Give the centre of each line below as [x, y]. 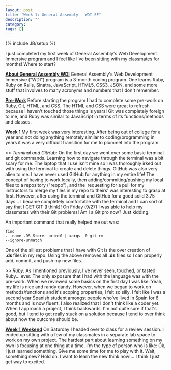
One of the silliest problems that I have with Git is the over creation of [78, 250]
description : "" [22, 19]
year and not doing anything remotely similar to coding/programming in [80, 137]
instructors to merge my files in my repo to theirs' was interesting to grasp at [85, 191]
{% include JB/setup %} [31, 43]
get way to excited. [25, 362]
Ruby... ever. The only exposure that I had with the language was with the [82, 276]
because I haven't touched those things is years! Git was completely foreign [85, 111]
